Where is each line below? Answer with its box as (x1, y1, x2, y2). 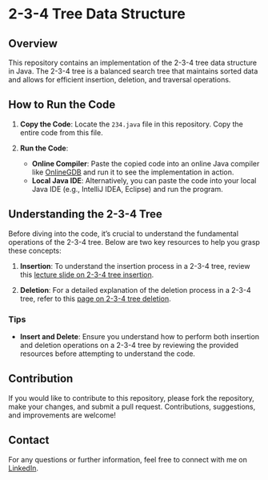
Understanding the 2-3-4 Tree (8, 207, 162, 221)
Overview (8, 37, 58, 50)
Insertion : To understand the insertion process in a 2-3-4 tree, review (19, 261, 250, 270)
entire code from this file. (19, 127, 103, 137)
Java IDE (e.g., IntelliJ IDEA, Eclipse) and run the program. (31, 184, 224, 194)
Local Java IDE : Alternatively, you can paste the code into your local (31, 175, 257, 185)
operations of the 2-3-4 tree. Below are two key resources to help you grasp (8, 237, 260, 246)
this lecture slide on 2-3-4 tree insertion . (19, 270, 154, 279)
